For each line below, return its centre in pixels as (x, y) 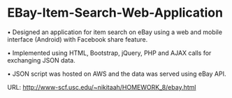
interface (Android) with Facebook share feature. (78, 39)
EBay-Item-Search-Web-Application (115, 13)
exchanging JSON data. (41, 60)
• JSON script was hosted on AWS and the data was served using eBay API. (117, 74)
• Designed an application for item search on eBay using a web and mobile (115, 32)
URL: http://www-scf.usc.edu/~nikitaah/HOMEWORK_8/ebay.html (102, 87)
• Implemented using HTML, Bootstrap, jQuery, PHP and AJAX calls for (109, 53)
